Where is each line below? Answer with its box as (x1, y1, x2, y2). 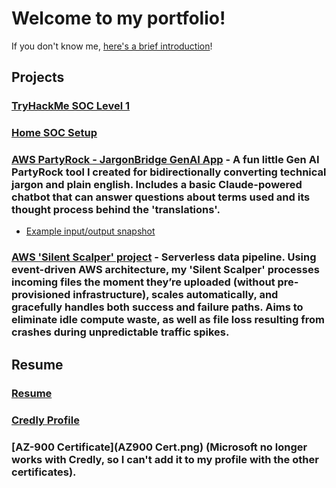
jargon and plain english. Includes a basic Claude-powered (11, 178, 303, 192)
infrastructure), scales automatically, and (72, 288, 279, 302)
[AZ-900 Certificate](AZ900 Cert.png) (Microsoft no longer (11, 440, 308, 454)
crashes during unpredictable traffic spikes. (11, 325, 230, 339)
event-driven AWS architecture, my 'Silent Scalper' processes (11, 263, 320, 277)
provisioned (11, 288, 71, 302)
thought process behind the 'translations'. (11, 203, 221, 217)
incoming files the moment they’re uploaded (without (11, 275, 276, 289)
